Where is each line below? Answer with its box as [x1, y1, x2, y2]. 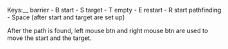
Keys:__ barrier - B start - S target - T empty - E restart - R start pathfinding [7, 6, 222, 14]
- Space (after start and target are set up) [7, 13, 125, 21]
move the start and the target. [7, 34, 92, 42]
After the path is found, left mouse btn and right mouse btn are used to [7, 27, 209, 35]
